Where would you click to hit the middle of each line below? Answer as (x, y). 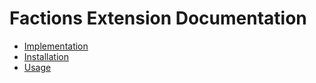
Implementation (56, 46)
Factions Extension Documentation (158, 18)
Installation (46, 56)
